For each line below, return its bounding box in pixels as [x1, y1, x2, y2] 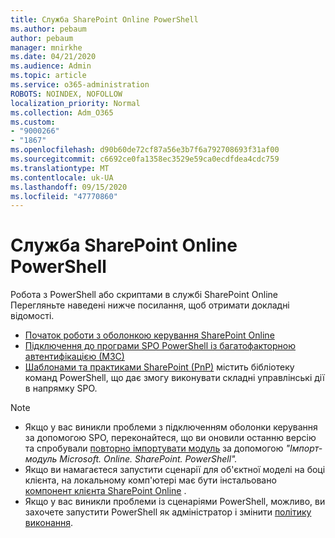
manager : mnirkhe [10, 42, 83, 53]
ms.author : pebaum [10, 24, 87, 34]
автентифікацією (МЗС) [24, 351, 125, 363]
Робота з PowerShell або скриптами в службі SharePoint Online [10, 289, 278, 301]
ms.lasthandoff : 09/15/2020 [10, 182, 128, 192]
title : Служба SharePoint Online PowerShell [10, 14, 199, 25]
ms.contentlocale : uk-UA [10, 172, 114, 183]
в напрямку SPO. [24, 382, 98, 395]
